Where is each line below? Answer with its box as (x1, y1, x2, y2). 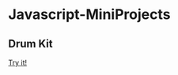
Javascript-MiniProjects (8, 6, 171, 24)
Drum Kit (8, 37, 53, 51)
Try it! (8, 58, 28, 67)
